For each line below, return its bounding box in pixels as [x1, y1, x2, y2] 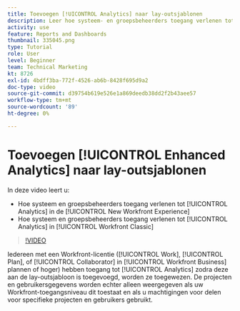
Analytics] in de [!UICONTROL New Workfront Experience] [17, 207, 191, 215]
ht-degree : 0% [7, 110, 50, 117]
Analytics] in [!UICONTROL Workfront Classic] [17, 222, 154, 230]
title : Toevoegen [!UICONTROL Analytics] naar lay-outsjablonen [7, 10, 203, 18]
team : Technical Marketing [7, 63, 88, 71]
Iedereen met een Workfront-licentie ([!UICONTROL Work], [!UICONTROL [7, 250, 224, 258]
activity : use [7, 24, 50, 31]
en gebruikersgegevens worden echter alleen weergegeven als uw [7, 280, 204, 289]
